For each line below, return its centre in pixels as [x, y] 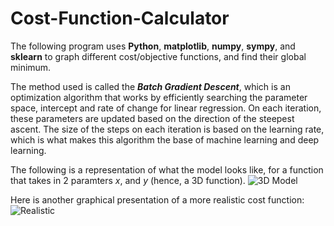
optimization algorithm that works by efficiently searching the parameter [159, 97]
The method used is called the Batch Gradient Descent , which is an [150, 86]
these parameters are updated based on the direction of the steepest [152, 118]
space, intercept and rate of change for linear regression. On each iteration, [166, 108]
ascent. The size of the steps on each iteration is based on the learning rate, [167, 129]
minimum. [31, 67]
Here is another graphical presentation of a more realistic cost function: [157, 199]
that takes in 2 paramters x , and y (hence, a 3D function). [128, 180]
